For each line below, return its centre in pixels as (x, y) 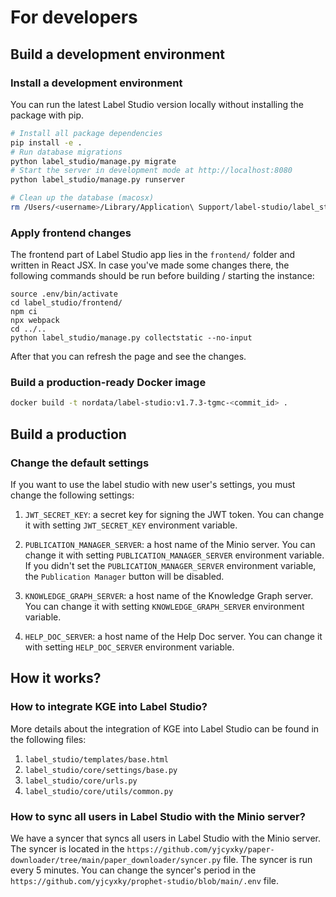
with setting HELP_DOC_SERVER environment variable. (129, 647)
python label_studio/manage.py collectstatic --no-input (131, 338)
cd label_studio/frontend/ (66, 303)
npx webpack (35, 321)
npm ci (24, 312)
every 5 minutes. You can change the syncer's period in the (133, 870)
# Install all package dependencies (86, 133)
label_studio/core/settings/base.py (101, 770)
